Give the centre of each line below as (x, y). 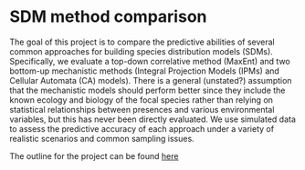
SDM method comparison (108, 17)
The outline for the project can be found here (94, 155)
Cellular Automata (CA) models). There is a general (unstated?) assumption (151, 80)
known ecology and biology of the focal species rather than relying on (142, 100)
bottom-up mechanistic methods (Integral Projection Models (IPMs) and (145, 71)
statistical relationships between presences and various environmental (142, 109)
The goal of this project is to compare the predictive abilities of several (142, 42)
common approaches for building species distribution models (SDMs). (142, 51)
